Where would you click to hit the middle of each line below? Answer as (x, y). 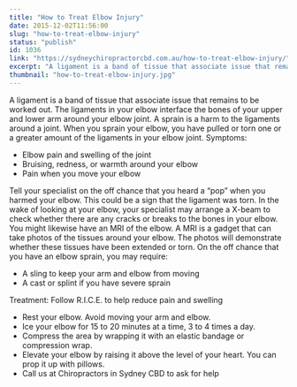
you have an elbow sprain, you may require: (88, 256)
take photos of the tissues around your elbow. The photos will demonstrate (145, 237)
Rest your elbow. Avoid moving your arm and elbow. (116, 317)
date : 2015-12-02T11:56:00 (59, 26)
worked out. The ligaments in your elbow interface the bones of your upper (146, 109)
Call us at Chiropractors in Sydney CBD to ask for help (120, 373)
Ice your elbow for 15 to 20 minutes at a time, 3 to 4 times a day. (139, 326)
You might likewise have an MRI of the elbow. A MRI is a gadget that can (140, 228)
